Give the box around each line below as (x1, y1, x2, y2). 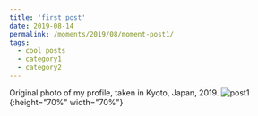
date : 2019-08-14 (9, 21, 74, 30)
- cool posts (17, 46, 66, 55)
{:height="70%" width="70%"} (9, 96, 124, 107)
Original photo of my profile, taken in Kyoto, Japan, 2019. (9, 87, 219, 98)
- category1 (17, 54, 63, 63)
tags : (9, 37, 30, 47)
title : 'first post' (9, 12, 87, 22)
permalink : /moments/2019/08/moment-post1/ (9, 29, 175, 38)
